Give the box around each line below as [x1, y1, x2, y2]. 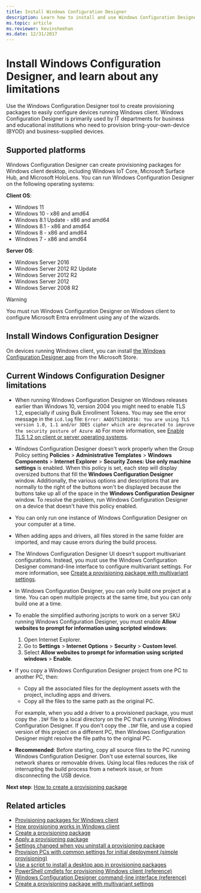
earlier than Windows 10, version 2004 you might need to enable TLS [14, 403, 185, 410]
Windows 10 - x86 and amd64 [14, 209, 90, 217]
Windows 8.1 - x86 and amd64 [14, 223, 90, 230]
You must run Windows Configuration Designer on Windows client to [6, 307, 175, 314]
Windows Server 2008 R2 [14, 284, 79, 291]
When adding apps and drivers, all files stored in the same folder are [14, 532, 184, 539]
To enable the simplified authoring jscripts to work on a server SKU [14, 612, 181, 619]
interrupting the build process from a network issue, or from [14, 765, 163, 772]
